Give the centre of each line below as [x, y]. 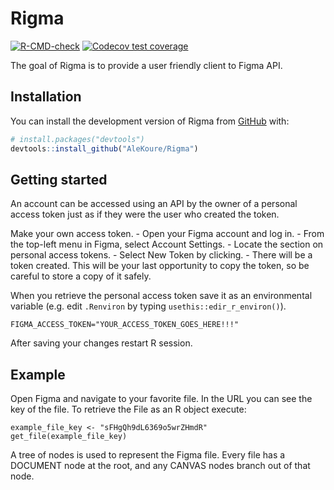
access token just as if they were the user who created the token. [145, 214]
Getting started [59, 179]
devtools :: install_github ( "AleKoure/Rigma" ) [104, 148]
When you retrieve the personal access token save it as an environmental [161, 296]
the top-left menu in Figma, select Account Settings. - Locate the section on [167, 244]
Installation [46, 97]
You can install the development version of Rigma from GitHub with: [150, 121]
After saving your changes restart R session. [101, 343]
